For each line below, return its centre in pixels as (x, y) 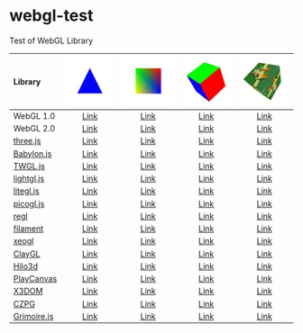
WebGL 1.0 (34, 116)
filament (28, 229)
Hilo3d (26, 265)
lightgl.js (29, 179)
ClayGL (27, 254)
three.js (27, 141)
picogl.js (29, 203)
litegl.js (26, 191)
